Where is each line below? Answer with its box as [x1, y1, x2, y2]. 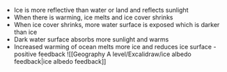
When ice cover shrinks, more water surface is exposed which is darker [13, 21, 220, 28]
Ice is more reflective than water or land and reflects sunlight [13, 6, 189, 14]
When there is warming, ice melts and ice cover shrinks [13, 13, 173, 21]
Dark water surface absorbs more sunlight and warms [13, 35, 169, 44]
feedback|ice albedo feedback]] [13, 57, 107, 65]
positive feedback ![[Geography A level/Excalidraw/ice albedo [13, 50, 191, 58]
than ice [13, 28, 38, 36]
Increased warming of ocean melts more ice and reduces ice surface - [13, 43, 217, 51]
